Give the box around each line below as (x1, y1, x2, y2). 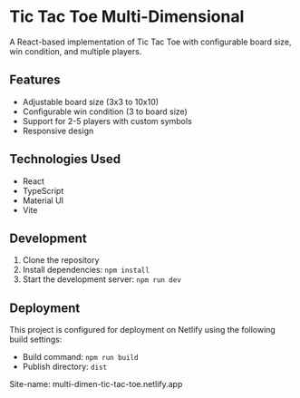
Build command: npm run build (22, 352, 139, 363)
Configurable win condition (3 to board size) (22, 106, 188, 117)
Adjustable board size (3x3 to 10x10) (22, 96, 160, 107)
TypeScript (22, 185, 64, 196)
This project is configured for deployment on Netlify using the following (9, 325, 276, 335)
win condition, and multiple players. (9, 45, 142, 56)
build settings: (9, 334, 63, 345)
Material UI (22, 195, 64, 206)
